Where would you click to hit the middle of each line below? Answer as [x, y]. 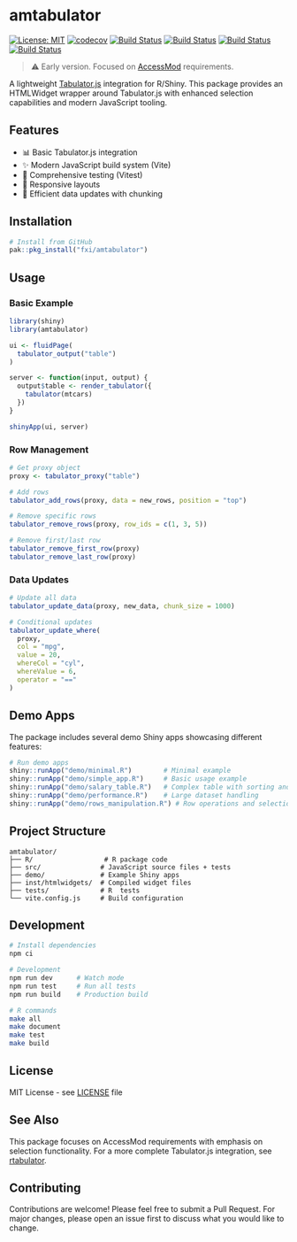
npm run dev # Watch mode [67, 978]
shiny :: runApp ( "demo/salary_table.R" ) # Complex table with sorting [142, 787]
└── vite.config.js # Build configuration [96, 898]
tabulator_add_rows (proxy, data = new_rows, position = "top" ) [128, 500]
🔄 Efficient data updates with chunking [92, 193]
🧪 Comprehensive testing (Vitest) [82, 174]
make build [29, 1044]
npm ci [21, 954]
